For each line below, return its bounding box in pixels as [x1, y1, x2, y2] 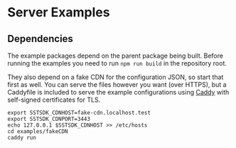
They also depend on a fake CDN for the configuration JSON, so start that [7, 73, 224, 81]
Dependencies [7, 33, 73, 45]
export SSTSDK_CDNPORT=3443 [7, 115, 91, 122]
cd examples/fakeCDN [7, 128, 69, 135]
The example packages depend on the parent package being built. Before [7, 51, 224, 60]
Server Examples [7, 4, 110, 21]
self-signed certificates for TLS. [7, 95, 101, 104]
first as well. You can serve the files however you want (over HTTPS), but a [7, 80, 227, 89]
